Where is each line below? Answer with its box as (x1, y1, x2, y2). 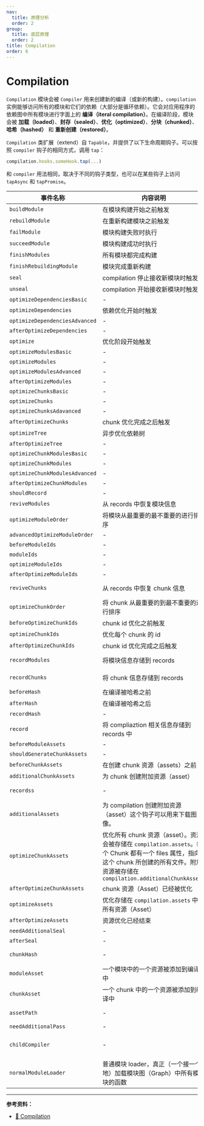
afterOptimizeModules (9, 378, 72, 385)
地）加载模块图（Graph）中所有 (102, 1069, 193, 1077)
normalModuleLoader (9, 1069, 66, 1076)
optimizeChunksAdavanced (9, 407, 81, 415)
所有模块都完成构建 (102, 251, 158, 259)
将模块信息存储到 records (102, 656, 175, 665)
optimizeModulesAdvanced (9, 368, 81, 375)
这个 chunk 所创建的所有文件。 (102, 858, 191, 866)
